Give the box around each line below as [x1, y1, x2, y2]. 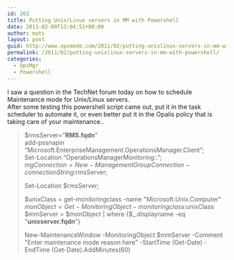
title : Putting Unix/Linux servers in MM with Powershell [7, 17, 179, 24]
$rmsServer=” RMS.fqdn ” [24, 130, 97, 139]
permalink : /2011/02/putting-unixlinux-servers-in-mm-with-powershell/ [7, 49, 219, 56]
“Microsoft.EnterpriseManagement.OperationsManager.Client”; [24, 146, 204, 154]
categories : [7, 56, 42, 63]
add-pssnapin [24, 138, 65, 146]
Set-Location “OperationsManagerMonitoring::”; [24, 153, 162, 161]
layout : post [7, 36, 45, 43]
